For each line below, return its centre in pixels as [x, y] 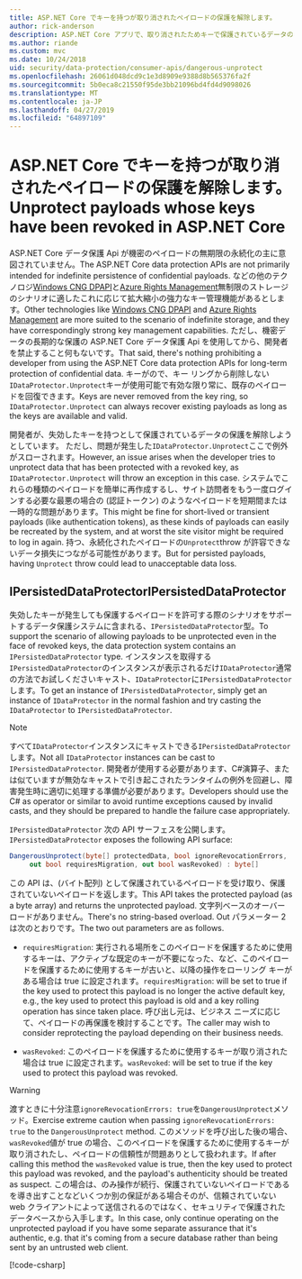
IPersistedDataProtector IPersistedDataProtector [148, 592]
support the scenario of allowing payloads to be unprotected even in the [143, 635]
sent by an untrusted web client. [69, 1247]
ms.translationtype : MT [54, 93]
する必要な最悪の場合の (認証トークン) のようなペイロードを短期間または [152, 500]
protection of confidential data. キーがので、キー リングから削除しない [139, 374]
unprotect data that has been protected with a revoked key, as [124, 467]
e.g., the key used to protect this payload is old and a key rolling [140, 1000]
